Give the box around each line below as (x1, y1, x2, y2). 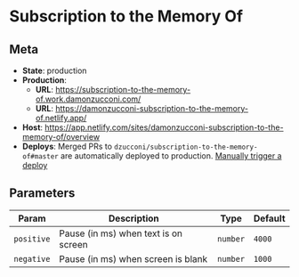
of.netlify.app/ (35, 113, 87, 123)
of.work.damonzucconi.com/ (35, 94, 141, 104)
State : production (21, 65, 87, 76)
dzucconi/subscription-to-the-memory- (114, 143, 258, 151)
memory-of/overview (21, 132, 101, 142)
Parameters (9, 185, 76, 201)
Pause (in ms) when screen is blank (59, 252, 207, 265)
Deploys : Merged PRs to (21, 141, 113, 151)
